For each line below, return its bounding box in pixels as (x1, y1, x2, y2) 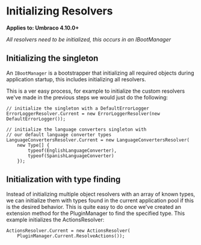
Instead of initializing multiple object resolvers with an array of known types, (6, 190, 196, 197)
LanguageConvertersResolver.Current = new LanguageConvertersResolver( (6, 137, 190, 143)
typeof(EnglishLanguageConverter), (28, 147, 117, 154)
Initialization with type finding (6, 175, 121, 185)
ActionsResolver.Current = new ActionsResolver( (6, 228, 131, 234)
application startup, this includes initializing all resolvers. (6, 75, 146, 82)
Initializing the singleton (6, 53, 99, 64)
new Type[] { (17, 142, 50, 148)
